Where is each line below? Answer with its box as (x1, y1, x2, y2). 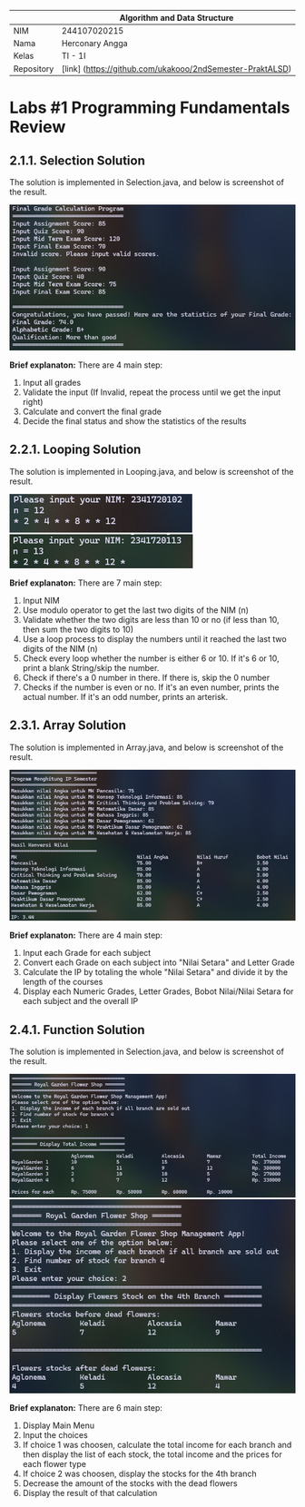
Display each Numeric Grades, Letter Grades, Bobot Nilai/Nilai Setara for (22, 986, 294, 997)
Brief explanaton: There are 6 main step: (9, 1402, 163, 1413)
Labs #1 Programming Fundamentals (9, 97, 290, 118)
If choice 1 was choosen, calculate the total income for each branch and (22, 1439, 292, 1450)
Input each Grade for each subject (22, 948, 152, 959)
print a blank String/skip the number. (22, 662, 160, 673)
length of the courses (22, 977, 103, 988)
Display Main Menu (22, 1420, 95, 1431)
